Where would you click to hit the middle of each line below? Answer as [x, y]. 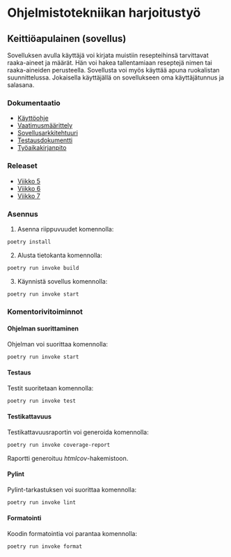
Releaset [23, 166]
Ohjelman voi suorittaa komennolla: [58, 344]
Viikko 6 [29, 188]
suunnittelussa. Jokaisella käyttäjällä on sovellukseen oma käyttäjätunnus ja [116, 77]
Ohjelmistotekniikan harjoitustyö [104, 13]
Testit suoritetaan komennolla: [50, 388]
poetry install [29, 242]
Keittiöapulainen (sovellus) [67, 39]
